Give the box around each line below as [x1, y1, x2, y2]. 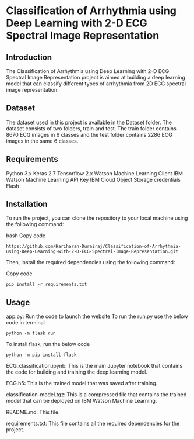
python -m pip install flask [6, 352, 77, 358]
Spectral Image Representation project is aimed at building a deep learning [6, 74, 185, 81]
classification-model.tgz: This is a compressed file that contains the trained [6, 391, 187, 398]
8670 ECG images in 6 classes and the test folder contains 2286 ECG [6, 131, 173, 138]
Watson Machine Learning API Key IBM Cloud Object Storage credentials [6, 176, 181, 183]
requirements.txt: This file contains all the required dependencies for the [6, 420, 180, 427]
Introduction [6, 52, 52, 62]
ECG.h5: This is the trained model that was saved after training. [6, 380, 158, 387]
